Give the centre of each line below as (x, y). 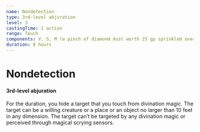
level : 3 (17, 22)
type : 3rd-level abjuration (41, 17)
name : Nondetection (30, 12)
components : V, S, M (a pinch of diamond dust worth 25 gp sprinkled (94, 39)
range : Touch (22, 34)
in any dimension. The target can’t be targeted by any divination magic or (96, 117)
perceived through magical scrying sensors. (60, 123)
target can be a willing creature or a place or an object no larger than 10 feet (99, 110)
